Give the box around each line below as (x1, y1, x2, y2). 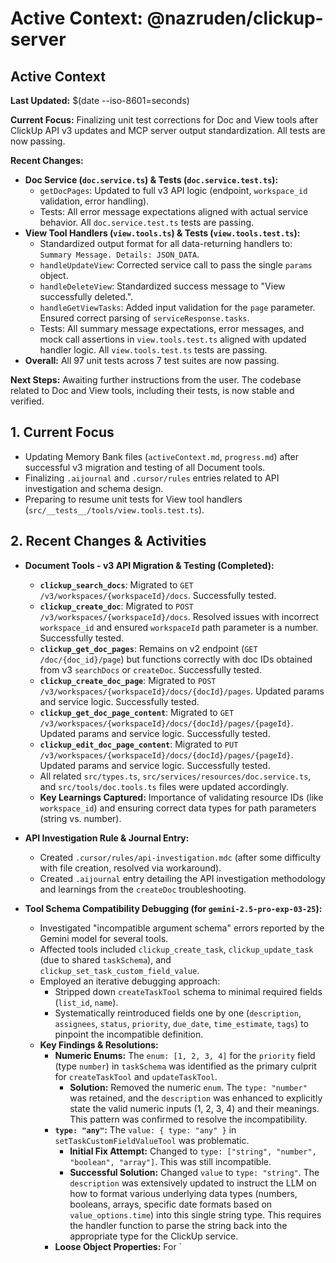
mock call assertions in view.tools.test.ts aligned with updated (39, 333, 307, 345)
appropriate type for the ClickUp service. (69, 1230, 239, 1242)
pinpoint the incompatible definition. (54, 1028, 204, 1040)
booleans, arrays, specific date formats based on (69, 1198, 273, 1210)
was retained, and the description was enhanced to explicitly (69, 1092, 323, 1104)
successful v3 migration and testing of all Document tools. (24, 461, 266, 473)
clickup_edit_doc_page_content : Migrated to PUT (39, 738, 239, 750)
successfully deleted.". (39, 291, 134, 302)
